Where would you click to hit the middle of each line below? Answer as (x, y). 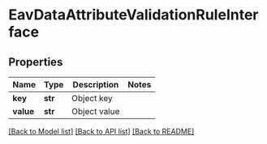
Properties (36, 62)
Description (96, 85)
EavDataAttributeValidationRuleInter (133, 15)
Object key (92, 98)
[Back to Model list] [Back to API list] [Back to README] (101, 131)
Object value (96, 111)
